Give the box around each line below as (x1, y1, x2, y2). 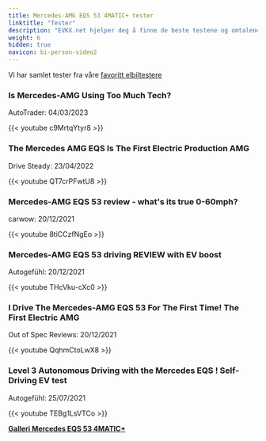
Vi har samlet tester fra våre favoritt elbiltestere (8, 70, 162, 79)
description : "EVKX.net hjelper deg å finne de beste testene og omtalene (8, 26, 260, 34)
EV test (38, 375, 67, 386)
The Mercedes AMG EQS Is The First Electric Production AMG (8, 143, 250, 154)
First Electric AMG (8, 312, 80, 323)
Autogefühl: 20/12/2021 (8, 267, 85, 277)
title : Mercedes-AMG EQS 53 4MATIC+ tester (8, 11, 154, 20)
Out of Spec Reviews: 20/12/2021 (8, 330, 117, 340)
